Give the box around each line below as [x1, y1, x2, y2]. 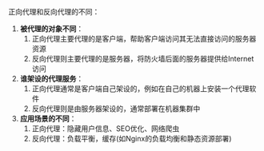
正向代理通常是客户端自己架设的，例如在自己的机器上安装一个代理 [31, 84, 250, 93]
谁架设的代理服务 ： [19, 74, 84, 83]
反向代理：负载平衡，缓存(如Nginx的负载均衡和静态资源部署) [31, 134, 232, 143]
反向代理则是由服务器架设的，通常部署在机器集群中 [31, 104, 201, 113]
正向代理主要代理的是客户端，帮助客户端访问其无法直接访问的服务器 [31, 34, 257, 43]
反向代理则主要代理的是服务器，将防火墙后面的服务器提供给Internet [31, 54, 254, 63]
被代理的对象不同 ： [19, 24, 84, 34]
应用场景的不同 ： [19, 114, 77, 123]
